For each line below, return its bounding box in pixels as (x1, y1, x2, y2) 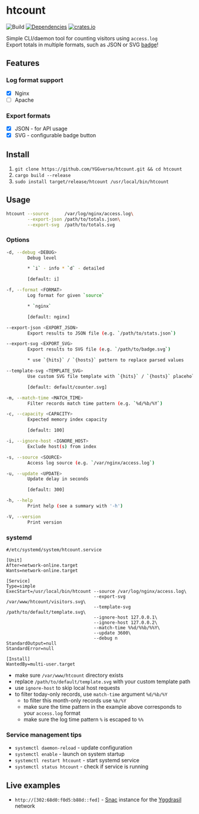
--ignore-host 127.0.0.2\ (94, 620, 158, 626)
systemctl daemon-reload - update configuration (14, 744, 133, 752)
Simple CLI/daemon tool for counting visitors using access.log (6, 34, 158, 42)
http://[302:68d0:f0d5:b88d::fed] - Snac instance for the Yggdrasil (14, 796, 182, 803)
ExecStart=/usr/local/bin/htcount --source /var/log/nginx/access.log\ (6, 589, 187, 595)
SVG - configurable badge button (14, 132, 97, 139)
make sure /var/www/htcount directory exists (14, 672, 124, 679)
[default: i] (27, 276, 60, 282)
